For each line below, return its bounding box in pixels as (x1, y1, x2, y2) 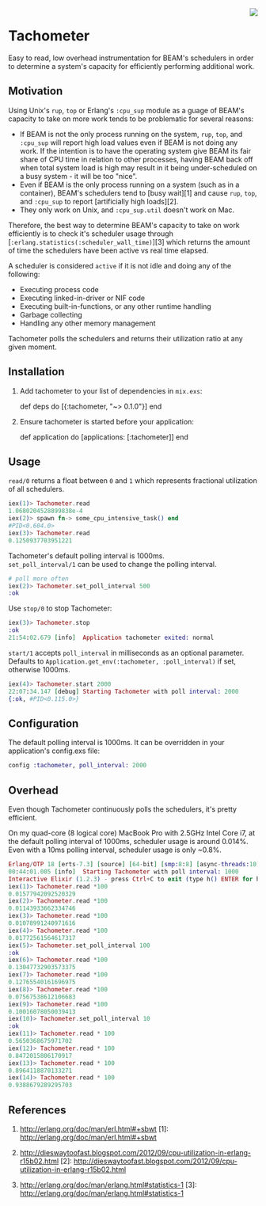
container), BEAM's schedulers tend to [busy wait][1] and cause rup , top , (19, 188, 257, 197)
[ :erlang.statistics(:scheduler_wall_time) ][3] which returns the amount (8, 237, 251, 246)
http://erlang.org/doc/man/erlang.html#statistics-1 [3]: (19, 1180, 198, 1189)
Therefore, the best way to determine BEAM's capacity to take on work (8, 220, 240, 230)
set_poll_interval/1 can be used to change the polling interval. (8, 559, 217, 569)
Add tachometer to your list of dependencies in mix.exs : (19, 386, 203, 395)
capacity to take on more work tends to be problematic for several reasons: (8, 114, 254, 124)
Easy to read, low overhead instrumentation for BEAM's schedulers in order (8, 53, 254, 63)
